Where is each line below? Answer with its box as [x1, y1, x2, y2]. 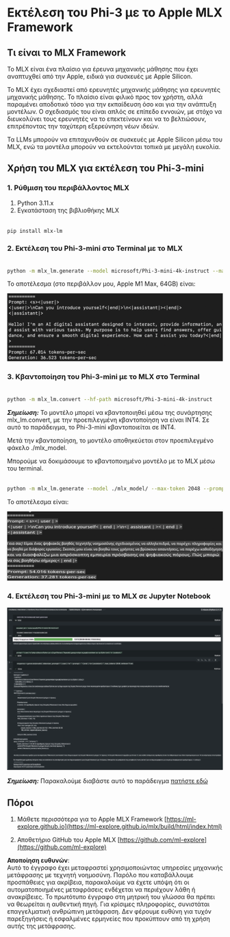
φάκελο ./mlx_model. [7, 443, 67, 451]
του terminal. [7, 464, 44, 472]
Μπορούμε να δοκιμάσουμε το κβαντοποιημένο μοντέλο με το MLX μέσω [7, 457, 216, 465]
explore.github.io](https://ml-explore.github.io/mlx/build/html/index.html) [16, 822, 222, 831]
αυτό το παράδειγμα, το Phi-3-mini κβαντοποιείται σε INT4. [7, 422, 176, 431]
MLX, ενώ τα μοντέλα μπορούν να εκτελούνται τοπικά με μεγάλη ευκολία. [7, 143, 221, 150]
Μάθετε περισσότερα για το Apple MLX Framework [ [16, 815, 167, 824]
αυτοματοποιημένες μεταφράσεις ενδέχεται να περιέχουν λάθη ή [7, 885, 196, 894]
